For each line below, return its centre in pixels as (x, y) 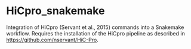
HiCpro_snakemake (56, 11)
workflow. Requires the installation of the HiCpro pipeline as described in (95, 33)
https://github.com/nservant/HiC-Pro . (52, 40)
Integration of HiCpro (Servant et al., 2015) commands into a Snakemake (95, 27)
